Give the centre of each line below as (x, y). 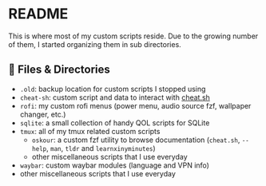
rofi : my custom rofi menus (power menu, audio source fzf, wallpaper (135, 105)
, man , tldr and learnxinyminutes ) (101, 148)
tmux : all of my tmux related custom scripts (90, 131)
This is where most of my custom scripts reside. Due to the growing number (133, 36)
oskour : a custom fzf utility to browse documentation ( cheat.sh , (136, 140)
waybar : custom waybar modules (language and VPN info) (115, 165)
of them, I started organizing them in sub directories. (95, 44)
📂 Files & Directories (59, 70)
